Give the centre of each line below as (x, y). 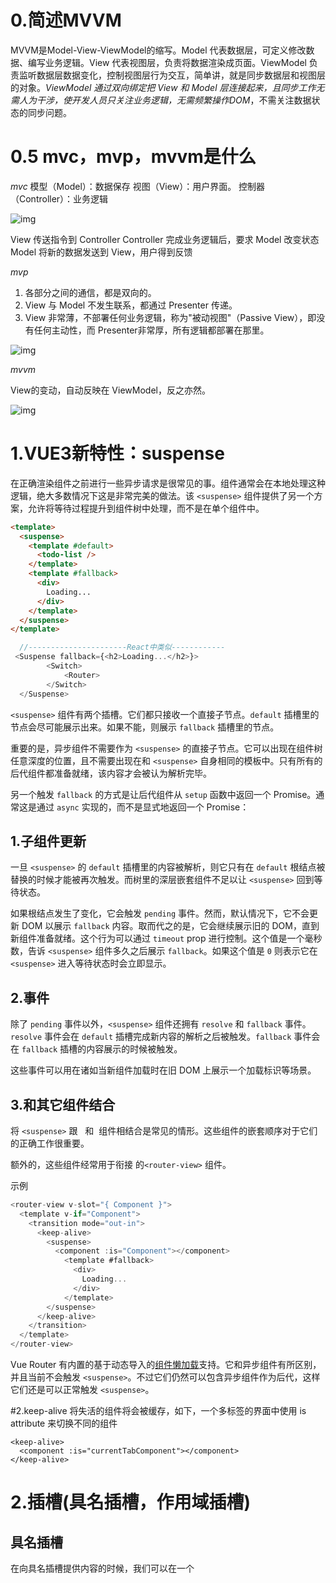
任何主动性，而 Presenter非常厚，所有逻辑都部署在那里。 (151, 330)
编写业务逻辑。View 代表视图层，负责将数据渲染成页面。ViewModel (167, 62)
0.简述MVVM (66, 20)
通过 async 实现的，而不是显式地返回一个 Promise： (143, 807)
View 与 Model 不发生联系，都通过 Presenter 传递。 (131, 305)
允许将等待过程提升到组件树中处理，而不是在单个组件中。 (146, 508)
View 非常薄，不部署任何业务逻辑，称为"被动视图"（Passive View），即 (170, 317)
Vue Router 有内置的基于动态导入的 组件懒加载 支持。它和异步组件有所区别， (166, 1364)
